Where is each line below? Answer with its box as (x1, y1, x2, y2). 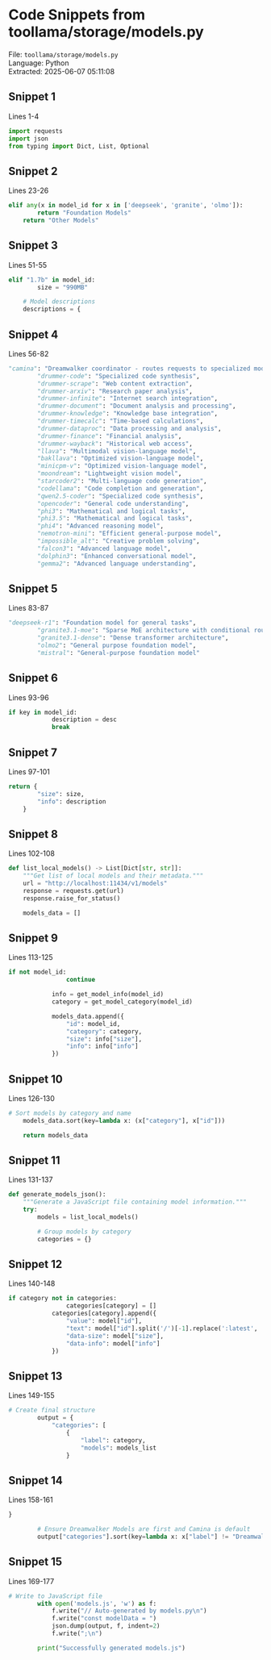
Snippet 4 (8, 327, 59, 341)
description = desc (51, 715, 117, 724)
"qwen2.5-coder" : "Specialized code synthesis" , (37, 492, 204, 500)
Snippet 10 (8, 1072, 63, 1086)
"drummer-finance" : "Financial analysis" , (37, 432, 182, 440)
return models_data (23, 1131, 89, 1139)
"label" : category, (80, 1436, 147, 1445)
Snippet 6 (8, 671, 58, 685)
